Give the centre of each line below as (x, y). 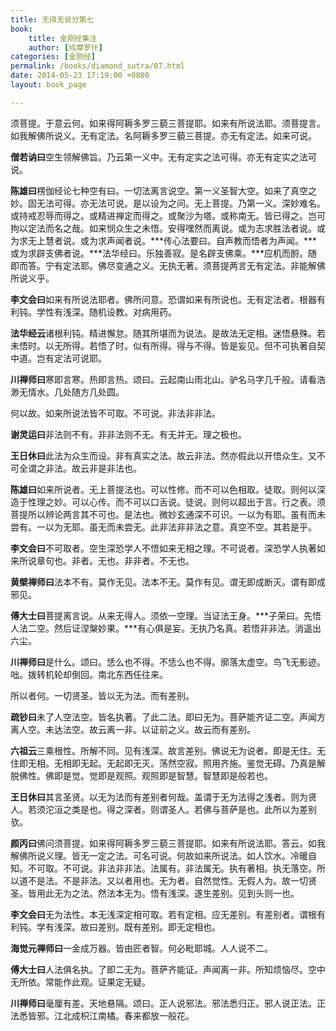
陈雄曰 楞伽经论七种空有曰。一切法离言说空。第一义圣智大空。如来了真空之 (163, 190)
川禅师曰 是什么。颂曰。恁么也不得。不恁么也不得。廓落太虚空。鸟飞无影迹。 (168, 662)
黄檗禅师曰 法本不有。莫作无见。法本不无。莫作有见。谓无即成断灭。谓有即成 (168, 582)
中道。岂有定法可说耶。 (58, 358)
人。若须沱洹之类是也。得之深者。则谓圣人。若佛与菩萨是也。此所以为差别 (163, 809)
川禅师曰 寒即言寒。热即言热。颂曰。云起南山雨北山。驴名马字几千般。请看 (163, 379)
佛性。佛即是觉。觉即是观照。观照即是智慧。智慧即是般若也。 (145, 775)
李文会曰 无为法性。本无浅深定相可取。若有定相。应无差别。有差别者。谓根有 (168, 914)
